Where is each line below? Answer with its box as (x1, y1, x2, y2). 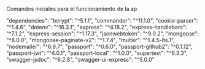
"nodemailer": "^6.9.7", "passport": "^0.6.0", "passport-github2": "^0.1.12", (6, 43, 193, 50)
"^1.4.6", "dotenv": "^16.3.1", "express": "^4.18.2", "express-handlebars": (6, 24, 187, 31)
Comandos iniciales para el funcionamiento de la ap (6, 5, 137, 12)
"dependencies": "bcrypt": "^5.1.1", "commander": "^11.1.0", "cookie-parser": (6, 17, 198, 24)
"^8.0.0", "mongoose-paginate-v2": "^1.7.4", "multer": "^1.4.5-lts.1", (6, 37, 175, 43)
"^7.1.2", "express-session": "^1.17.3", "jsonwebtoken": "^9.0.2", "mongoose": (6, 30, 199, 37)
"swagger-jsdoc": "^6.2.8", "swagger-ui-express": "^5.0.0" (6, 56, 155, 63)
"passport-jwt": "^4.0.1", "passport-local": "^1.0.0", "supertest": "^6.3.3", (6, 49, 188, 57)
